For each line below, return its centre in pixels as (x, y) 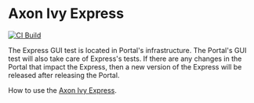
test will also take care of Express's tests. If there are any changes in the (125, 59)
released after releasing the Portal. (64, 75)
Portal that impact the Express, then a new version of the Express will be (125, 66)
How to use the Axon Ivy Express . (63, 90)
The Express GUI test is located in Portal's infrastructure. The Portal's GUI (127, 50)
